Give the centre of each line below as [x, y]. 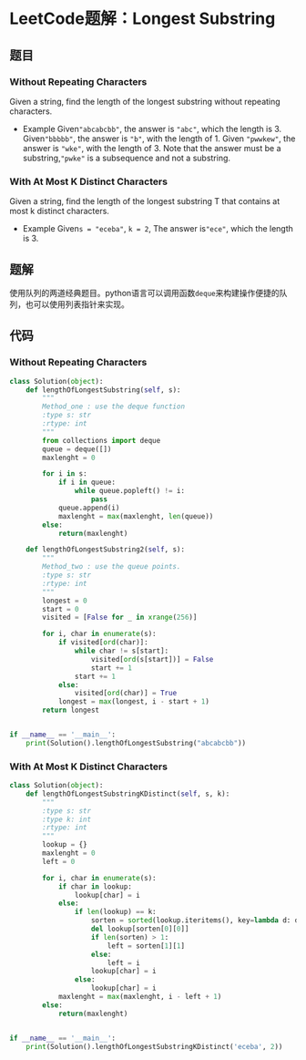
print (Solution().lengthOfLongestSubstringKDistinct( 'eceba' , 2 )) [154, 1046]
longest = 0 [65, 601]
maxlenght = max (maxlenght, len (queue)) [136, 516]
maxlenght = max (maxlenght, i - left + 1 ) [140, 997]
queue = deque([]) [77, 449]
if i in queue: [87, 483]
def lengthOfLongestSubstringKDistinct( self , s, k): [128, 794]
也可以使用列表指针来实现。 [77, 304]
